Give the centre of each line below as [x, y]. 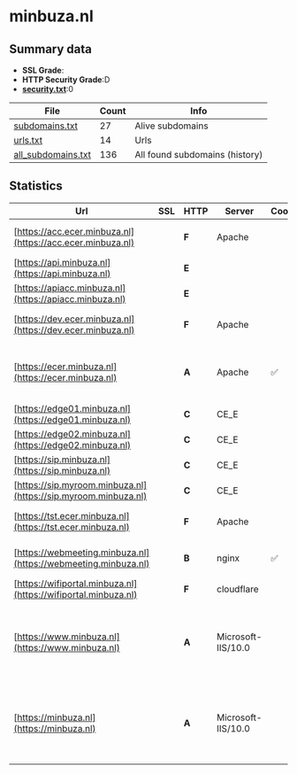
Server [240, 211]
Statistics [36, 186]
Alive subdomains [172, 126]
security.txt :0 [47, 89]
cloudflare [237, 589]
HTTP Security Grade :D [66, 80]
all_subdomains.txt [52, 155]
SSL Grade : [43, 70]
